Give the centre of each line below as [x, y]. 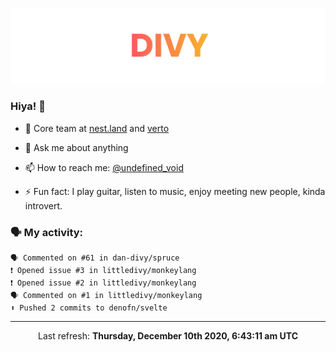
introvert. [43, 205]
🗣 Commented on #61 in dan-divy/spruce [95, 258]
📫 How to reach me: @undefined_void [104, 167]
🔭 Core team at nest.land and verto [97, 128]
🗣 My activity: [47, 232]
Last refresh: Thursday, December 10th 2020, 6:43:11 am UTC [167, 336]
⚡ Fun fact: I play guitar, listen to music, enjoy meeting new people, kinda [175, 191]
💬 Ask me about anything [76, 147]
